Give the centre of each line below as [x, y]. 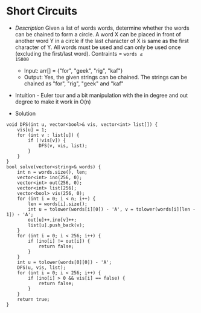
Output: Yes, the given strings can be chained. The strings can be [106, 77]
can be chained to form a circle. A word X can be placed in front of [98, 34]
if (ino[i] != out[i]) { [59, 241]
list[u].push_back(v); [56, 225]
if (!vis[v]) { [47, 140]
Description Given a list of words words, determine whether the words [102, 28]
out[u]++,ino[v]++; [53, 220]
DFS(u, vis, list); [42, 268]
